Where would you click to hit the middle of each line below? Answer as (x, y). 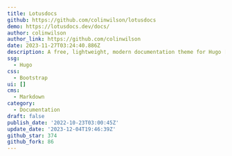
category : (21, 104)
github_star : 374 (32, 135)
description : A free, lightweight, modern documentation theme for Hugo (114, 52)
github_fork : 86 (30, 142)
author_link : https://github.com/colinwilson (74, 39)
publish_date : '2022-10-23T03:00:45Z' (63, 123)
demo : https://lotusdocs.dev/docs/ (59, 26)
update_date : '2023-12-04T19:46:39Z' (62, 129)
